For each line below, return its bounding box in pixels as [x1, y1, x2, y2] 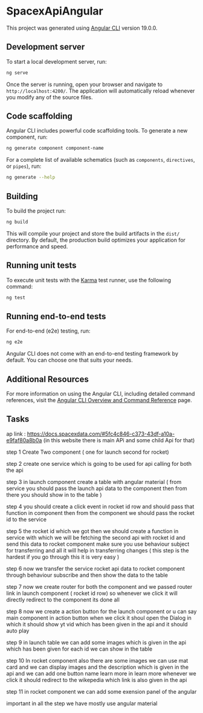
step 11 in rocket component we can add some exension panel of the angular [6, 688, 197, 695]
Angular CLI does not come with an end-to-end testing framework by [6, 350, 178, 357]
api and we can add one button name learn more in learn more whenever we [6, 669, 196, 677]
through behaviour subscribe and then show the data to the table [6, 571, 168, 579]
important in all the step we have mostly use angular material [6, 700, 158, 707]
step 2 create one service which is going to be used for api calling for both [6, 460, 192, 467]
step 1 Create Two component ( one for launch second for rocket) [6, 448, 169, 456]
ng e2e [6, 339, 23, 345]
